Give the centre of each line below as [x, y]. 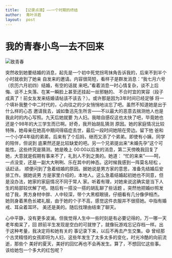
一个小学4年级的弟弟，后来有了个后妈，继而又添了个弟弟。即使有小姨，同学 [85, 137]
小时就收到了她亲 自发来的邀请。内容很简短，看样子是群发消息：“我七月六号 [85, 79]
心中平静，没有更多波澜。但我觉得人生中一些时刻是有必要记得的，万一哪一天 [86, 218]
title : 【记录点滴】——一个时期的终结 [42, 10]
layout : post [20, 19]
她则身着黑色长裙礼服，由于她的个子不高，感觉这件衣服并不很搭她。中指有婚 [86, 201]
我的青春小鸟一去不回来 [55, 46]
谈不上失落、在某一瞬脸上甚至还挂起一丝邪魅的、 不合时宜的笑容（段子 [89, 92]
